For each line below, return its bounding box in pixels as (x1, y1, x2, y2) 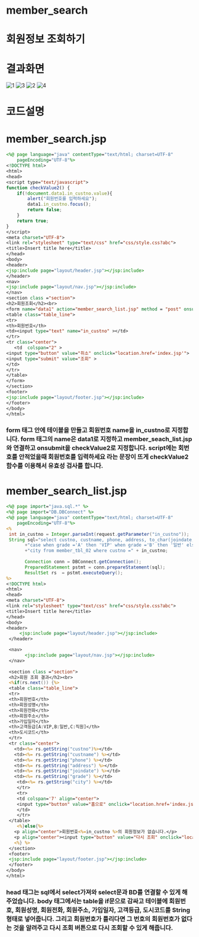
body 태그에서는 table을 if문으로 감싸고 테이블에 (37, 897, 168, 905)
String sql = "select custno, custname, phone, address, (8, 536, 147, 543)
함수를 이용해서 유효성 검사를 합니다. (6, 462, 104, 470)
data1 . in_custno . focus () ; (27, 201, 92, 208)
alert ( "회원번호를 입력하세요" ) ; (27, 196, 98, 202)
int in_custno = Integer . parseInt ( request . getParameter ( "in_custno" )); (8, 531, 190, 537)
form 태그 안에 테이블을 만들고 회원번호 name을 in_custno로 (6, 426, 171, 434)
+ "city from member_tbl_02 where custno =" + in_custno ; (24, 548, 168, 554)
